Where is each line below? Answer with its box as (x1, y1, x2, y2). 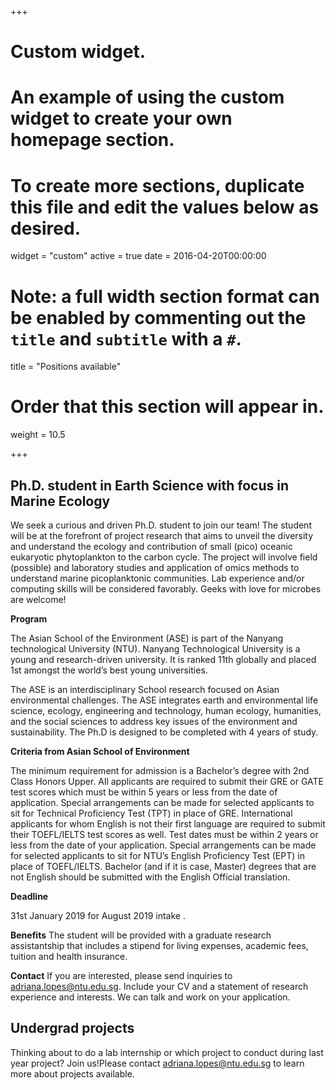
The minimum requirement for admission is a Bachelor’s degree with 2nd (10, 765, 310, 776)
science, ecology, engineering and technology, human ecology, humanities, (10, 705, 322, 716)
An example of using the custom (10, 86, 285, 109)
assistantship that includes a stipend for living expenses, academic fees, (10, 940, 309, 951)
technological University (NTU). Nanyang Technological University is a (10, 643, 301, 655)
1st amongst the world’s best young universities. (10, 664, 208, 676)
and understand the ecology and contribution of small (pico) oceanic (10, 541, 293, 552)
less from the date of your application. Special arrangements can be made (10, 839, 317, 851)
